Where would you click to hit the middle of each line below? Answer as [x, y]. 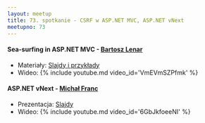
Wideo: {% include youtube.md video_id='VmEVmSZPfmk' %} [108, 72]
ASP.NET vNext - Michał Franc [53, 89]
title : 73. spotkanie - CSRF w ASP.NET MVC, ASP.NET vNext [96, 20]
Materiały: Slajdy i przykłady [58, 65]
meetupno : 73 [26, 27]
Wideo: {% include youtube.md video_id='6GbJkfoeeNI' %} [104, 111]
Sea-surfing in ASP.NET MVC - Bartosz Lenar [75, 49]
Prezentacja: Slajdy [45, 104]
